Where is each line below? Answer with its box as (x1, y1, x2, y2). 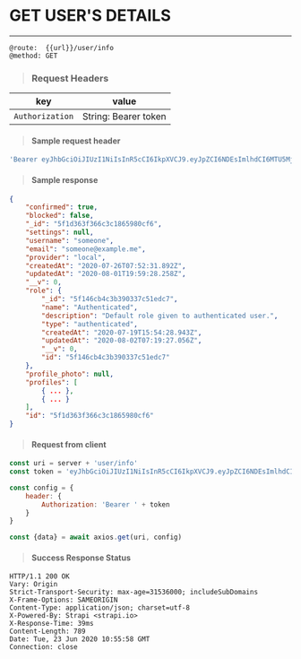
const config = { (9, 483, 74, 492)
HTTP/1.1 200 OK (9, 572, 70, 581)
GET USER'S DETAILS (9, 5, 172, 26)
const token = (9, 467, 63, 476)
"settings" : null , (25, 228, 94, 238)
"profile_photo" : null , (25, 369, 115, 378)
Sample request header (30, 135, 121, 146)
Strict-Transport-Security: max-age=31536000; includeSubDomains (9, 588, 258, 597)
